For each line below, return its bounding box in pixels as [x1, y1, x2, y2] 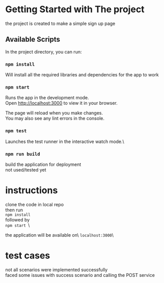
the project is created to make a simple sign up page [5, 20, 116, 26]
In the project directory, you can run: [5, 48, 82, 54]
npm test [5, 128, 27, 134]
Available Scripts [5, 35, 60, 44]
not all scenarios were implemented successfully [5, 266, 108, 273]
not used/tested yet [5, 166, 47, 173]
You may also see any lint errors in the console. [5, 116, 104, 122]
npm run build [5, 151, 40, 157]
